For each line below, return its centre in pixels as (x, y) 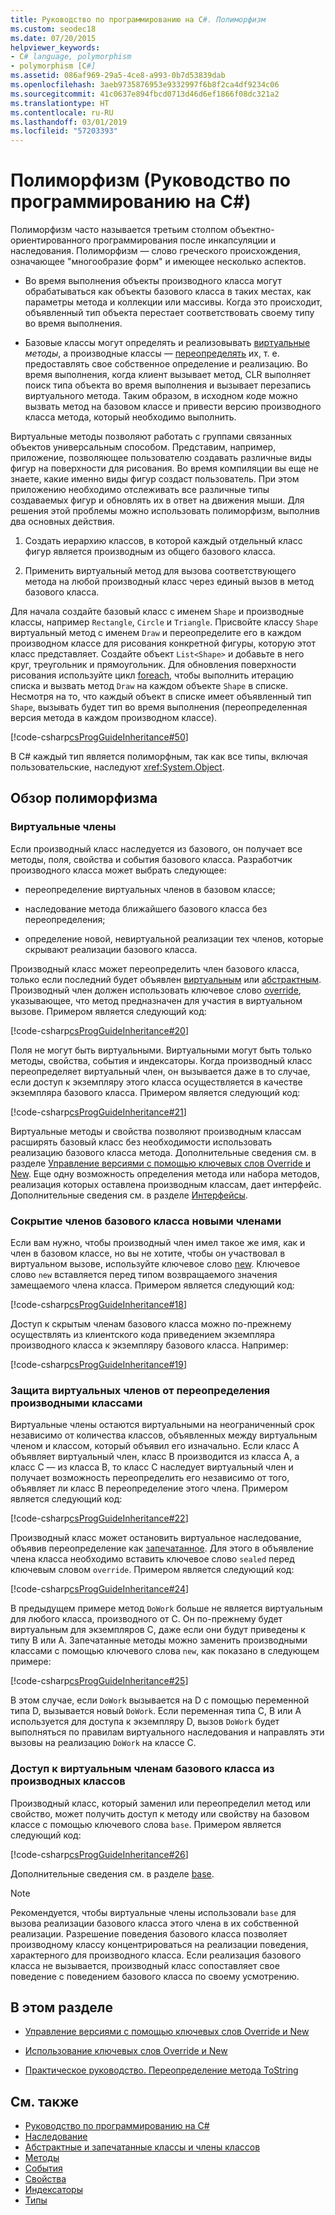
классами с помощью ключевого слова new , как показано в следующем (165, 1651)
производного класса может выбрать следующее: (118, 870)
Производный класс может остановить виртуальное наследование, (156, 1538)
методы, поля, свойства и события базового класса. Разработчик (151, 859)
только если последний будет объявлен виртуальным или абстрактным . (166, 979)
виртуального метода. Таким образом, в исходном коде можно (161, 396)
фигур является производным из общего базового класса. (150, 552)
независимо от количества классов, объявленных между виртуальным (164, 1435)
